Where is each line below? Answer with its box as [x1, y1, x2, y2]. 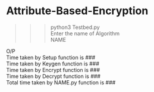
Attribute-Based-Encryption [6, 4, 149, 18]
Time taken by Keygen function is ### [6, 60, 100, 67]
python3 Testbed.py [50, 24, 100, 31]
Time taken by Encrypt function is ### [6, 66, 100, 73]
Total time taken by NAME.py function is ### [6, 78, 116, 86]
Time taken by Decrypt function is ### [6, 73, 101, 80]
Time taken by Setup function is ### [6, 54, 96, 61]
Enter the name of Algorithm [50, 29, 120, 37]
